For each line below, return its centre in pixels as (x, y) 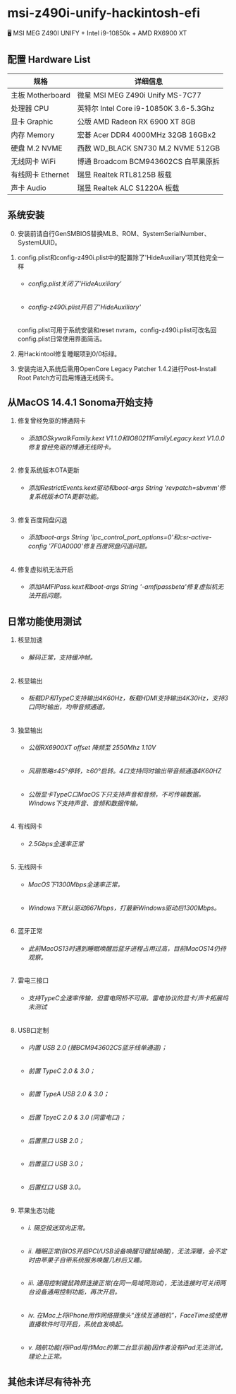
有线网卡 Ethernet (40, 175)
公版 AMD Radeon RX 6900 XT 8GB (136, 122)
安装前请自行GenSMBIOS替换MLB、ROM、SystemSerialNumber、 (114, 233)
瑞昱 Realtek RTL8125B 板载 (125, 175)
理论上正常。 (46, 1356)
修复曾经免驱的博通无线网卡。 (71, 447)
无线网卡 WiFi (33, 161)
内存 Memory (33, 134)
